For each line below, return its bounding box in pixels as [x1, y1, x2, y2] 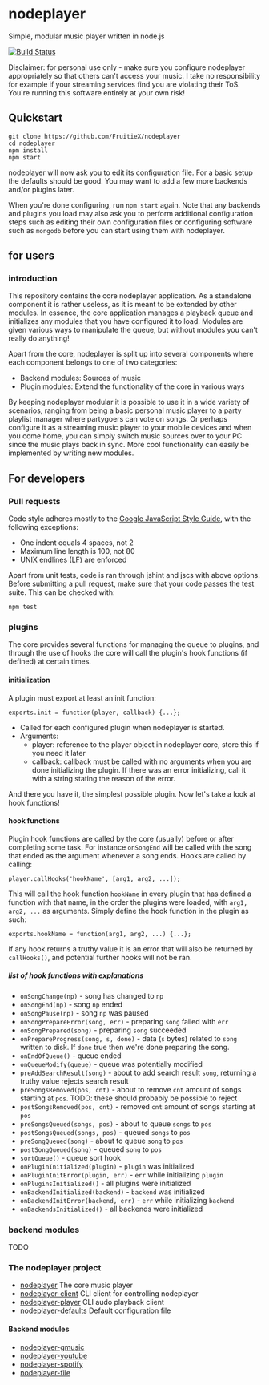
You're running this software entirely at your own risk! [8, 87, 186, 97]
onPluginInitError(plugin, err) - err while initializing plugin [19, 1169, 224, 1179]
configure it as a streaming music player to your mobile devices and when [8, 422, 252, 433]
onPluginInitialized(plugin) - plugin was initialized [19, 1161, 195, 1171]
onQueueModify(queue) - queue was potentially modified [19, 1059, 203, 1068]
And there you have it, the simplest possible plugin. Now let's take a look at [8, 789, 256, 798]
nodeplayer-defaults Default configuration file [19, 1306, 171, 1315]
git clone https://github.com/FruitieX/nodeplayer [8, 132, 181, 140]
